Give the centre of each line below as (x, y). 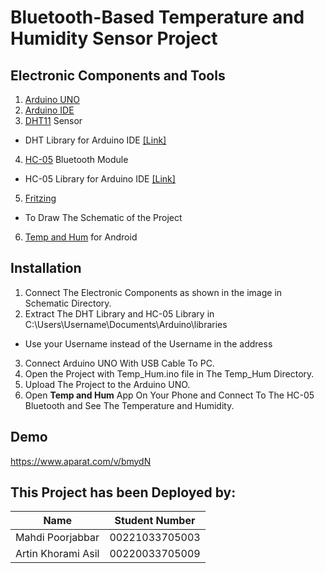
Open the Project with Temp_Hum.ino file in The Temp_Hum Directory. (169, 373)
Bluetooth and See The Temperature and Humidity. (129, 405)
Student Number (155, 521)
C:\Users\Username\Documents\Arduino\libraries (126, 324)
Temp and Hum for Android (81, 237)
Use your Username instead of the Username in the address (148, 343)
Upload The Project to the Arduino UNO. (107, 384)
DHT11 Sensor (53, 120)
